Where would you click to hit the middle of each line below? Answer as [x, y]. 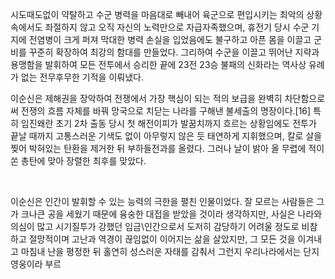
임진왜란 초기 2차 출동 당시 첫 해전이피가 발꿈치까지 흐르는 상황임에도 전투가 [168, 123]
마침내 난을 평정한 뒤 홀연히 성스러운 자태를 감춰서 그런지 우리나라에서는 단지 [170, 251]
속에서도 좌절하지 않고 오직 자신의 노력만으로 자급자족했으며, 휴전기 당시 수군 [160, 27]
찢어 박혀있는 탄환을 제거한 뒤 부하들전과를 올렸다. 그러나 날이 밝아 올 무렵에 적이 [167, 148]
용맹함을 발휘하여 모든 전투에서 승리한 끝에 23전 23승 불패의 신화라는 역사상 [158, 64]
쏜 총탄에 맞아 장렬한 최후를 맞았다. [78, 161]
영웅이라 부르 [36, 264]
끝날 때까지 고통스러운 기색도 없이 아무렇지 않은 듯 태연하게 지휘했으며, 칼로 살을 [166, 136]
